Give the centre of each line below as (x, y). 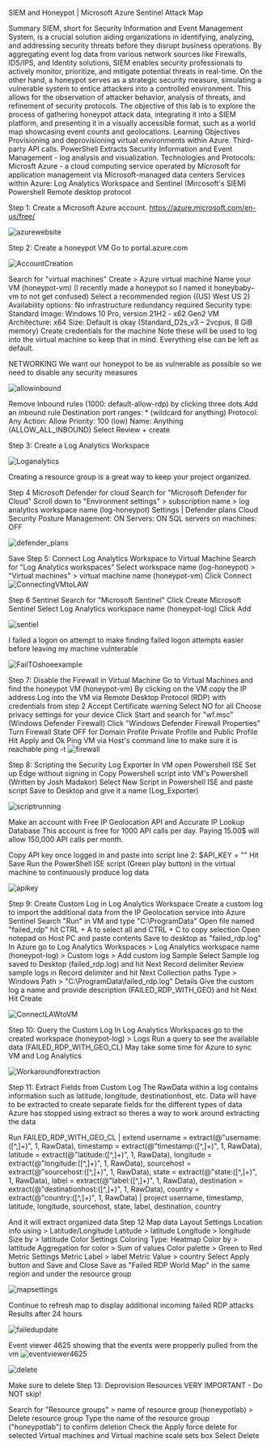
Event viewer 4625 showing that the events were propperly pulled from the (133, 1345)
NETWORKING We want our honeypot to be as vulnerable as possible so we (135, 364)
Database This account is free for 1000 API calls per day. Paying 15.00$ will (134, 831)
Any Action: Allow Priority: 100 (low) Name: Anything (96, 421)
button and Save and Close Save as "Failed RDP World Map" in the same (129, 1265)
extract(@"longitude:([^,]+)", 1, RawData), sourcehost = (100, 1163)
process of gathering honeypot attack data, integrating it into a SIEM (122, 114)
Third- (243, 140)
